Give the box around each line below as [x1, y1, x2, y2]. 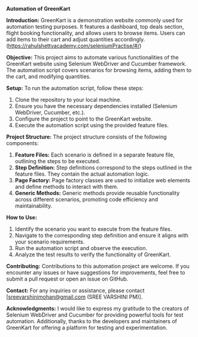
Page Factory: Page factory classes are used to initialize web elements [14, 177, 190, 183]
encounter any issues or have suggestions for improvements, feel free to [6, 269, 185, 276]
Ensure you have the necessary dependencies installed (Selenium [14, 103, 178, 110]
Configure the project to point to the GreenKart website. [14, 115, 153, 122]
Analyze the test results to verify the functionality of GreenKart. [14, 251, 172, 258]
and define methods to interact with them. [14, 183, 118, 190]
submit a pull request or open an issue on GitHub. [6, 275, 129, 282]
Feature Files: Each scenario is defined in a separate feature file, [14, 151, 175, 158]
